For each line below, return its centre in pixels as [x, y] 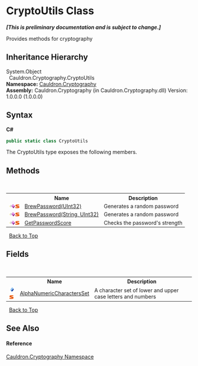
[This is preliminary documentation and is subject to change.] [83, 27]
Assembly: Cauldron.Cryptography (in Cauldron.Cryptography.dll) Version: [97, 90]
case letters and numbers [125, 296]
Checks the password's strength [143, 223]
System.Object [24, 71]
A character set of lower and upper [136, 290]
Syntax [19, 115]
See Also [23, 329]
